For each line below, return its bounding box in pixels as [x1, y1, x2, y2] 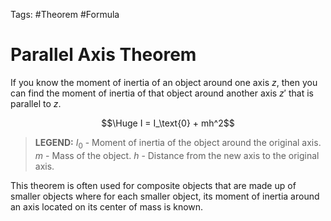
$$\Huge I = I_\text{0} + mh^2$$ [101, 117, 235, 129]
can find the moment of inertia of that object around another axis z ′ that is [10, 87, 314, 99]
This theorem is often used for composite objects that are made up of [10, 179, 297, 191]
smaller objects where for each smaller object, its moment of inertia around [10, 190, 320, 202]
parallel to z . [10, 97, 62, 109]
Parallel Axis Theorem [10, 44, 197, 66]
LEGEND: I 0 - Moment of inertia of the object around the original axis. [34, 136, 322, 151]
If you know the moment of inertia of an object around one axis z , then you [10, 76, 318, 88]
